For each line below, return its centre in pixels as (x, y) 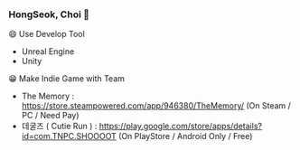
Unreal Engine (48, 52)
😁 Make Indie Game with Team (67, 79)
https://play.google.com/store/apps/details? (181, 127)
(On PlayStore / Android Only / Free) (185, 136)
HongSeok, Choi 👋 (49, 14)
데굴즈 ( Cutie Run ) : (59, 127)
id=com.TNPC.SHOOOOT (69, 136)
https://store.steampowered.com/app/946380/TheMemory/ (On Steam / (156, 106)
